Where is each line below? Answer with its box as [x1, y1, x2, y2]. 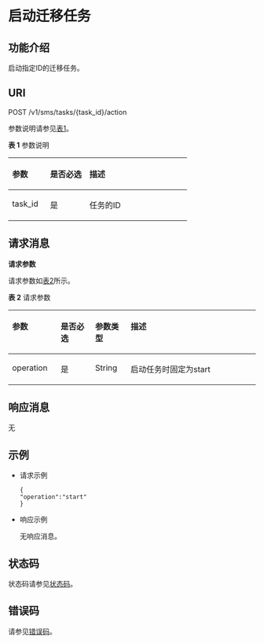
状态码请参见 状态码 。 [8, 579, 77, 589]
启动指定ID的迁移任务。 [8, 64, 84, 72]
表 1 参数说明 [8, 140, 49, 149]
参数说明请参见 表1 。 [8, 123, 73, 133]
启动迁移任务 [8, 7, 92, 25]
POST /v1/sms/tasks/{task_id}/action [8, 107, 127, 116]
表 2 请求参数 [8, 292, 51, 302]
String [95, 362, 118, 373]
